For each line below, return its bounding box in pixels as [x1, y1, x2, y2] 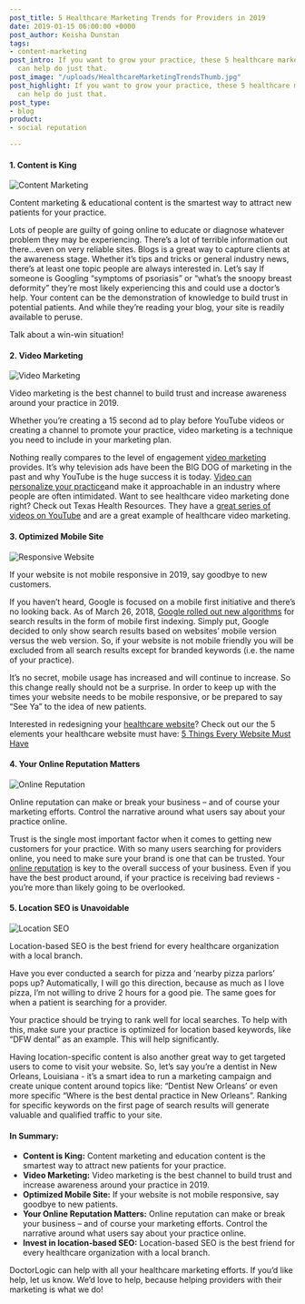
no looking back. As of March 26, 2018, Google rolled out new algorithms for [9, 606, 295, 617]
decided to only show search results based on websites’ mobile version [9, 625, 277, 636]
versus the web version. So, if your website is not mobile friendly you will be [9, 634, 294, 646]
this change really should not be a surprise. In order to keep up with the [9, 682, 277, 692]
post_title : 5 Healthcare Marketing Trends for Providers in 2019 [9, 13, 266, 23]
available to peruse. [9, 311, 84, 323]
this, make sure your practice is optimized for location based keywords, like [9, 1025, 292, 1036]
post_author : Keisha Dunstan [9, 30, 120, 39]
